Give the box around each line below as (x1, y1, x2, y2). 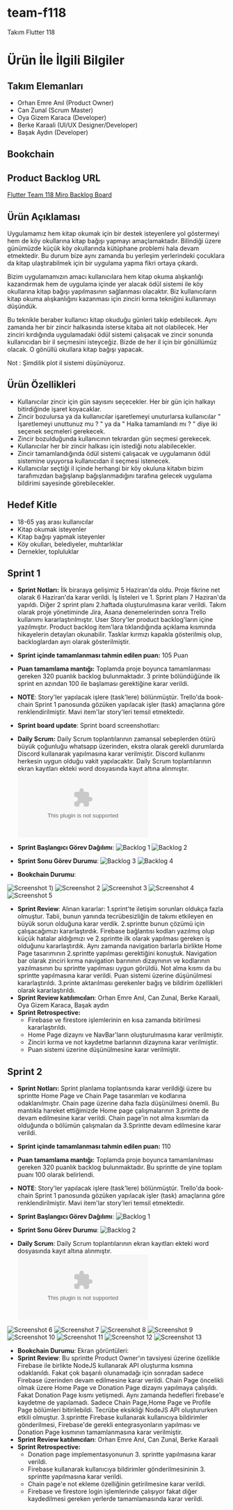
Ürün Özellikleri (7, 379, 77, 391)
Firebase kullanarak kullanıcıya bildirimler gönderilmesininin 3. (27, 1465, 206, 1474)
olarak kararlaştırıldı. (17, 986, 77, 995)
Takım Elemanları (7, 80, 83, 92)
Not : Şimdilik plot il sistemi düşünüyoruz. (7, 358, 125, 367)
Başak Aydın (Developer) (17, 128, 88, 137)
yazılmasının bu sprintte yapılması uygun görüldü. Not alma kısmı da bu (17, 964, 221, 973)
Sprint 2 (7, 1065, 43, 1078)
